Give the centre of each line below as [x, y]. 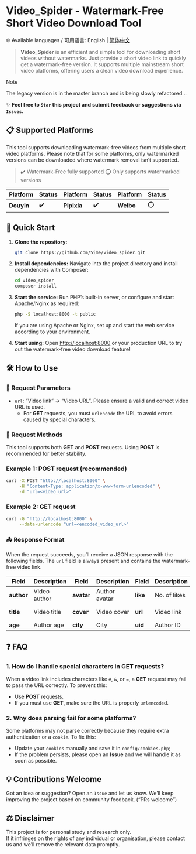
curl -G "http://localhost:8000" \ [49, 519]
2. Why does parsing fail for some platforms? [71, 718]
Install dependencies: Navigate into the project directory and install [96, 264]
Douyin [19, 206]
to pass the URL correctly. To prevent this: [57, 685]
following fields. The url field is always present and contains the [83, 561]
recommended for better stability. [46, 454]
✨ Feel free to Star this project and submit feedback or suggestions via [94, 104]
